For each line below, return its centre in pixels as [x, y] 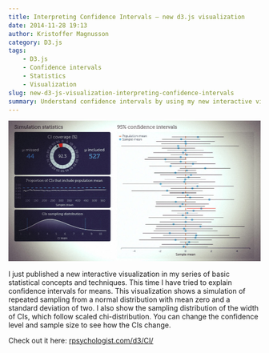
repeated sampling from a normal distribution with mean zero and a [119, 299]
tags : [17, 51]
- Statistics [44, 76]
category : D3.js [35, 42]
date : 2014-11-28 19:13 [48, 25]
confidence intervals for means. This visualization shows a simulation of [127, 291]
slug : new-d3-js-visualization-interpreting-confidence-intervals [121, 93]
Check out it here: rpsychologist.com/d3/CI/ [81, 340]
